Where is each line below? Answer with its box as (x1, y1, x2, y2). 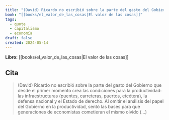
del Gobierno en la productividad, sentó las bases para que (17, 103, 140, 109)
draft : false (5, 36, 33, 41)
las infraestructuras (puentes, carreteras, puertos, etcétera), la (17, 93, 147, 99)
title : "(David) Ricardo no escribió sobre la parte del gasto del (5, 7, 150, 13)
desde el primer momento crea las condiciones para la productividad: (17, 87, 162, 93)
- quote (10, 21, 26, 27)
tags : (5, 17, 17, 22)
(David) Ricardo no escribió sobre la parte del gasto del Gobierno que (17, 82, 162, 88)
